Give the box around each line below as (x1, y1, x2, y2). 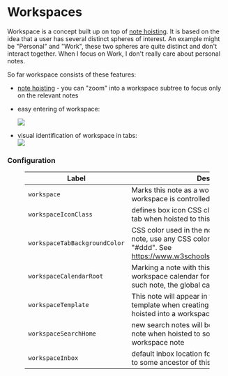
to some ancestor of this (131, 358, 211, 368)
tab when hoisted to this (131, 214, 211, 224)
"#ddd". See (131, 243, 172, 253)
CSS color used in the (131, 226, 202, 235)
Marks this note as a (131, 185, 197, 195)
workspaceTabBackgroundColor (28, 240, 125, 247)
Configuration (7, 155, 56, 165)
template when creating (131, 300, 209, 310)
